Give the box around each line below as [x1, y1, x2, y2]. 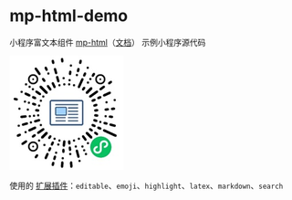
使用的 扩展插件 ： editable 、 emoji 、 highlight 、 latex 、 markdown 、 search [9, 180, 284, 191]
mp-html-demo [9, 5, 129, 26]
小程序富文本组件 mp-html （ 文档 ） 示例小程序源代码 [9, 37, 206, 47]
